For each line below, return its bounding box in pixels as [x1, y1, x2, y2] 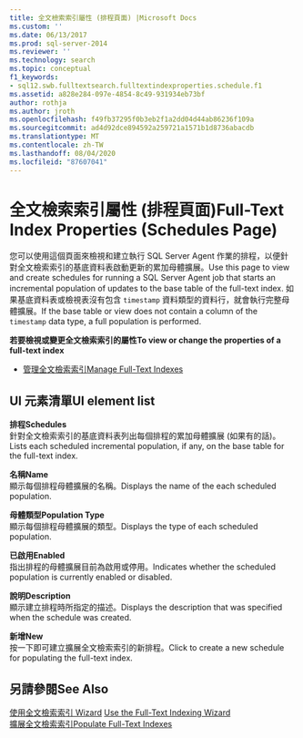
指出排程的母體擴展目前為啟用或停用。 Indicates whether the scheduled [9, 561, 276, 572]
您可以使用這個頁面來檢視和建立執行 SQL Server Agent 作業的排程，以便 [9, 251, 281, 261]
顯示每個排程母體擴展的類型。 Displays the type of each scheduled [9, 521, 258, 532]
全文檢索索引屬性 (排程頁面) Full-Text [9, 200, 285, 220]
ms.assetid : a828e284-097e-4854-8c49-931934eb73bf [9, 89, 206, 98]
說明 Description [9, 590, 71, 601]
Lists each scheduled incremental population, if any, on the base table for [9, 441, 285, 452]
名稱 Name [9, 469, 48, 480]
